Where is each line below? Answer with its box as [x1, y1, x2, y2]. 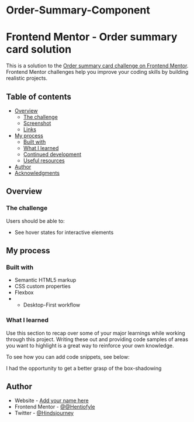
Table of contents [6, 91, 71, 101]
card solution [6, 43, 72, 56]
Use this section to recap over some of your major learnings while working [6, 329, 185, 336]
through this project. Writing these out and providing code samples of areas [6, 335, 189, 343]
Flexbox [14, 289, 34, 296]
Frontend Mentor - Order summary [6, 30, 178, 44]
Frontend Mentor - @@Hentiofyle [14, 403, 95, 410]
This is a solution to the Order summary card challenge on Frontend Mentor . [6, 62, 189, 69]
